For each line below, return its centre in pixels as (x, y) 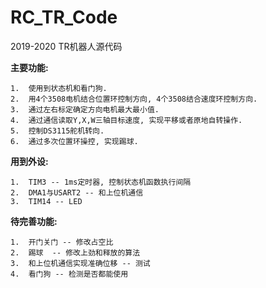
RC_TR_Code (64, 17)
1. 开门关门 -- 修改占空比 (62, 242)
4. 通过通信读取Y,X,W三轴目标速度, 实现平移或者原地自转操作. (126, 120)
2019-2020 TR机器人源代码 (66, 46)
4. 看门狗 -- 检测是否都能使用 (69, 274)
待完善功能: (34, 221)
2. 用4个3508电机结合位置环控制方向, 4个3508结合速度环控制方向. (134, 99)
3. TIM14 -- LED (46, 201)
